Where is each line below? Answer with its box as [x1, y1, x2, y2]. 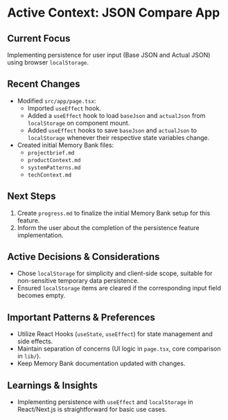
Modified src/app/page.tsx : [17, 96, 96, 105]
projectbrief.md [27, 149, 75, 157]
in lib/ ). [17, 352, 42, 360]
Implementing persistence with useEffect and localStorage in [17, 398, 193, 406]
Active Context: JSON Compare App [7, 5, 220, 21]
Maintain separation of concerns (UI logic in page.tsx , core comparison [17, 344, 221, 353]
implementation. [17, 231, 64, 239]
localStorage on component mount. [27, 119, 130, 127]
